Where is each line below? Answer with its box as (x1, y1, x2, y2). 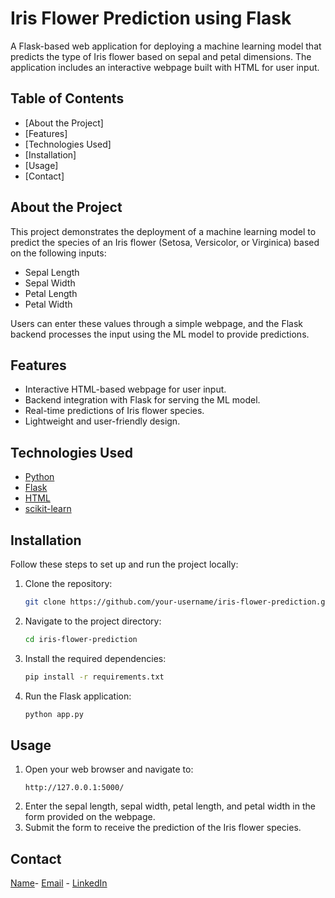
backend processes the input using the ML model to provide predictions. (10, 328, 310, 340)
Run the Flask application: (24, 690, 132, 702)
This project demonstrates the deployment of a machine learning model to (10, 225, 317, 237)
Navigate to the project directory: (24, 615, 162, 627)
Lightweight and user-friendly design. (24, 415, 181, 427)
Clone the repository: (24, 578, 113, 589)
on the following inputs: (10, 247, 107, 259)
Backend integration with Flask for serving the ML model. (24, 394, 261, 406)
